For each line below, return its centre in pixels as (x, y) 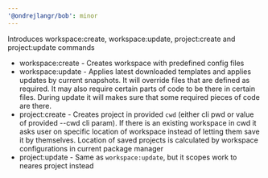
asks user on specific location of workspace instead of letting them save (140, 131)
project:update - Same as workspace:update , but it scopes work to (128, 157)
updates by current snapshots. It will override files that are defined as (134, 80)
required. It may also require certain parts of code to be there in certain (137, 89)
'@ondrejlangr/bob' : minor (53, 16)
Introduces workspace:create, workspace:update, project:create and (122, 39)
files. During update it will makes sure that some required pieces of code (140, 97)
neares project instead (56, 165)
